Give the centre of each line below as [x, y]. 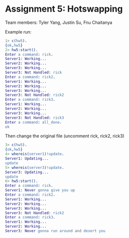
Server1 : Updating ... [27, 159]
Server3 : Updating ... [27, 172]
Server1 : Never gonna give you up [40, 190]
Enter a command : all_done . [34, 122]
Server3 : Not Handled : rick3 [35, 118]
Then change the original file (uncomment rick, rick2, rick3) [65, 136]
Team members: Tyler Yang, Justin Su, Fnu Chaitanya [59, 22]
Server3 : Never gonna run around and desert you [55, 231]
